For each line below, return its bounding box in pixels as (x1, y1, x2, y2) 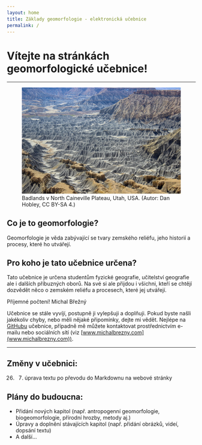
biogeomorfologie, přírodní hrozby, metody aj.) (15, 414, 131, 421)
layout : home (7, 10, 40, 16)
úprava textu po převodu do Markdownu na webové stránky (24, 374, 173, 381)
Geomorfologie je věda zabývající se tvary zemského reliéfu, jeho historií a (7, 234, 191, 241)
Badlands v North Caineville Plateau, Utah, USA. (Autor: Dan (22, 194, 170, 201)
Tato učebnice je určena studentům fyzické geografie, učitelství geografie (7, 274, 189, 281)
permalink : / (7, 22, 40, 28)
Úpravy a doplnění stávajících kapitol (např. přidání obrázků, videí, (15, 420, 179, 428)
